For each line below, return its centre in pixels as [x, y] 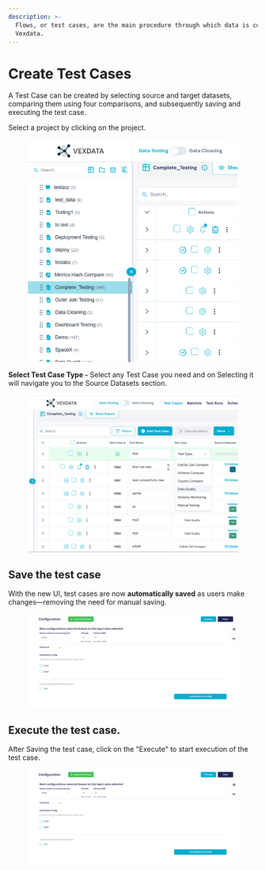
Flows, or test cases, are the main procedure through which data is [132, 25]
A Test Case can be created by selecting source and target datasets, [120, 96]
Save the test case [55, 574]
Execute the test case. [65, 730]
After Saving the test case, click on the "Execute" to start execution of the [128, 749]
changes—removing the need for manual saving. [87, 602]
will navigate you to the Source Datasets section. [88, 383]
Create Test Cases [70, 73]
